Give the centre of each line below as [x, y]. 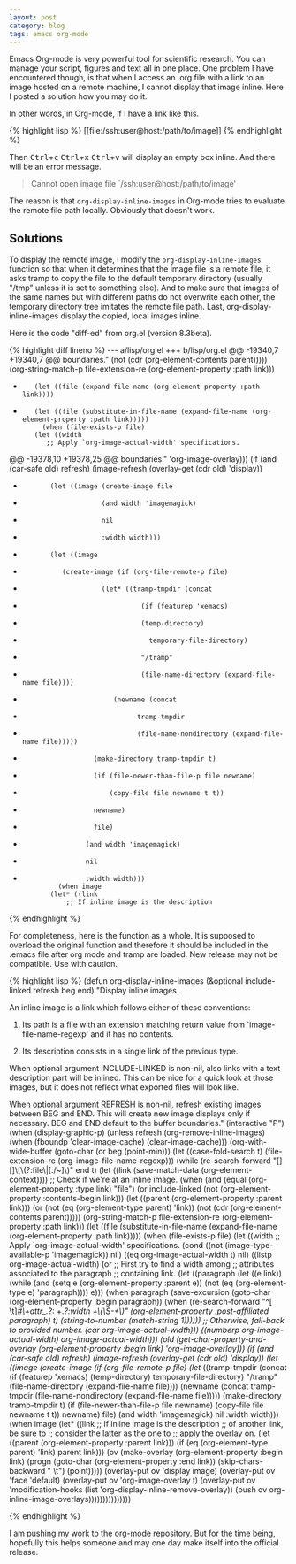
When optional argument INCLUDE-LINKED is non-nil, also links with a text [145, 1069]
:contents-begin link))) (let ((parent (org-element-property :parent [163, 1199]
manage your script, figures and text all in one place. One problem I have [141, 68]
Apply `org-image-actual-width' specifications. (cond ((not [116, 1246]
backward [27, 1471]
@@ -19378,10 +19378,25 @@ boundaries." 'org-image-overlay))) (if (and [143, 459]
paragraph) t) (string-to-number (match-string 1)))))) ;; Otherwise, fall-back [147, 1321]
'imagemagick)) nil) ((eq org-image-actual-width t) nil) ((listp [162, 1255]
